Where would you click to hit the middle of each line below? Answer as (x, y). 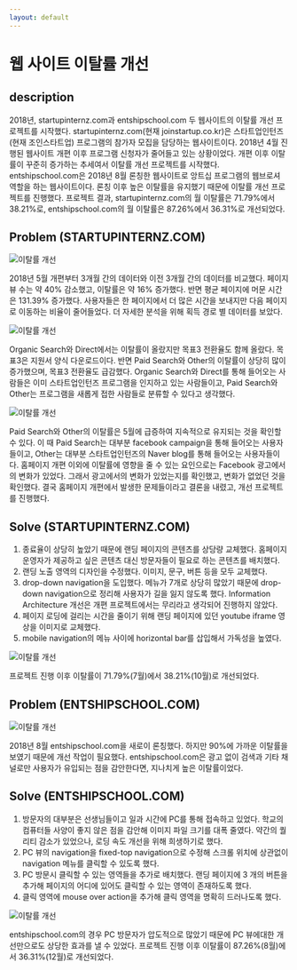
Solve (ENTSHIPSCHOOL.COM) (97, 796)
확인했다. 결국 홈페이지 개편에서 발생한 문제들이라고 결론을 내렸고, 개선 (131, 487)
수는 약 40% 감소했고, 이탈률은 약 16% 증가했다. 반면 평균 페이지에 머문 (142, 290)
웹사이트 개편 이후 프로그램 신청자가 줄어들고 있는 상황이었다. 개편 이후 (147, 153)
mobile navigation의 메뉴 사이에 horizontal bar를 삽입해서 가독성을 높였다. (152, 638)
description (42, 97)
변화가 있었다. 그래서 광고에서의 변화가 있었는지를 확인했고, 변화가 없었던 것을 (152, 476)
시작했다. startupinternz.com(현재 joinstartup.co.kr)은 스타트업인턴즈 (161, 131)
